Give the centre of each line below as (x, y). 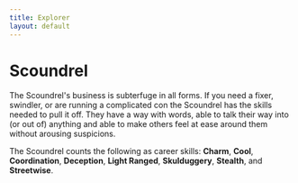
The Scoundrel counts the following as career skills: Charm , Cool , (131, 151)
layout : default (40, 26)
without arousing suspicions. (63, 134)
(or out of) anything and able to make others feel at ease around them (139, 124)
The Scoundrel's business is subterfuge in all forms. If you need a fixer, (141, 96)
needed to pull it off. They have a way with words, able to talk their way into (149, 114)
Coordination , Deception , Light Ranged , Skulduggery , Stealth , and (136, 161)
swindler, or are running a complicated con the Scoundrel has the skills (141, 105)
